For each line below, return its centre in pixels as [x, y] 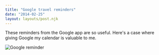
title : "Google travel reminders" [41, 10]
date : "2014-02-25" [25, 14]
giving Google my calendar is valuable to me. [51, 38]
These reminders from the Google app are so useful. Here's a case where [80, 33]
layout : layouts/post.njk [32, 19]
